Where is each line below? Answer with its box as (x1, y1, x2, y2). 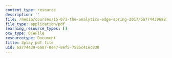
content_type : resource (5, 7, 56, 13)
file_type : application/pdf (5, 21, 66, 27)
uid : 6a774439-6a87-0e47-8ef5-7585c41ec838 (5, 45, 100, 50)
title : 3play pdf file (5, 40, 54, 45)
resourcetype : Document (5, 36, 56, 41)
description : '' (5, 12, 40, 17)
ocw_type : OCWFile (5, 31, 45, 36)
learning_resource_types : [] (5, 26, 68, 31)
